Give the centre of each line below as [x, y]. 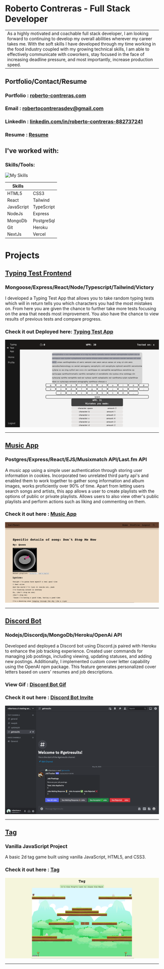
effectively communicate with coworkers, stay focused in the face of [76, 54]
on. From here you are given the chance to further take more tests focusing [81, 308]
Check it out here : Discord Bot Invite [49, 697]
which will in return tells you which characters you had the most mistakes [79, 303]
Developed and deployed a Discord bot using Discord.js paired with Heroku [81, 646]
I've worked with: [32, 151]
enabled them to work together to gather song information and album [75, 480]
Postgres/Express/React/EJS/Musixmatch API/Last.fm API [76, 460]
